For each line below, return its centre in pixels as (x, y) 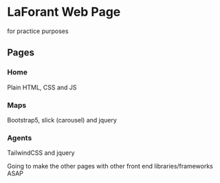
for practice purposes (38, 31)
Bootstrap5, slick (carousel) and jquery (62, 120)
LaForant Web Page (64, 12)
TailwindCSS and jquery (41, 153)
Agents (20, 138)
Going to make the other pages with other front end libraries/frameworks (110, 166)
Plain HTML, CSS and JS (42, 87)
